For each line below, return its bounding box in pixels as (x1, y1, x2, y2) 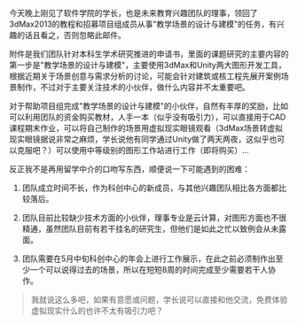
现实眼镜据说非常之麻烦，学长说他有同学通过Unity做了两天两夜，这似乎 (9, 134, 270, 144)
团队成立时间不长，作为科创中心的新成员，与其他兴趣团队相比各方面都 (21, 182, 279, 193)
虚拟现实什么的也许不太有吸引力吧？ (30, 305, 164, 316)
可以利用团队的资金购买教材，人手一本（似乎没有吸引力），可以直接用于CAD (9, 112, 286, 122)
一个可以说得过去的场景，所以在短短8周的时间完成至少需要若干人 (29, 265, 269, 274)
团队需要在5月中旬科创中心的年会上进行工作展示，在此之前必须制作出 (21, 253, 277, 264)
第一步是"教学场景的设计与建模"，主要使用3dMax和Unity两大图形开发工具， (9, 60, 286, 70)
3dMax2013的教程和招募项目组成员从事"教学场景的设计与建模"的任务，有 (9, 19, 278, 29)
